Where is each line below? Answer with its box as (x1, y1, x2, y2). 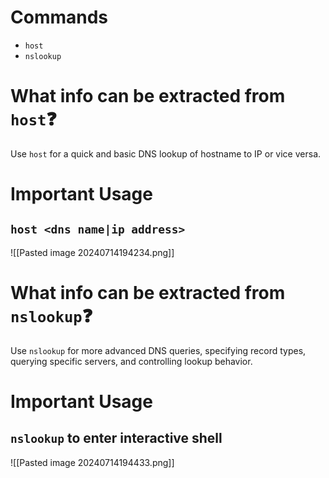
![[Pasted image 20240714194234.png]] (10, 246, 175, 258)
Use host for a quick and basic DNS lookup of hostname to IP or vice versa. (10, 147, 322, 160)
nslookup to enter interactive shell (10, 430, 223, 447)
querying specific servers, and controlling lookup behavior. (10, 355, 253, 367)
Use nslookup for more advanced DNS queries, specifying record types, (10, 344, 307, 356)
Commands (10, 6, 109, 29)
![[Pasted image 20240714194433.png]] (10, 456, 175, 468)
